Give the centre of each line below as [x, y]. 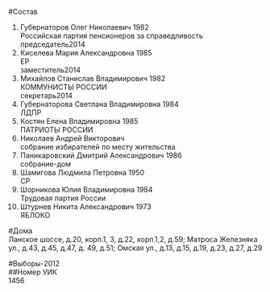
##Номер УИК [33, 272]
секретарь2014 [46, 95]
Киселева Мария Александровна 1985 [86, 53]
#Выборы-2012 [34, 263]
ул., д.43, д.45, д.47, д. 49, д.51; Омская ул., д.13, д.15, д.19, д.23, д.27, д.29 [135, 248]
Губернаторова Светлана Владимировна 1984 [99, 104]
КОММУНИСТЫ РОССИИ [63, 87]
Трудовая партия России [63, 198]
